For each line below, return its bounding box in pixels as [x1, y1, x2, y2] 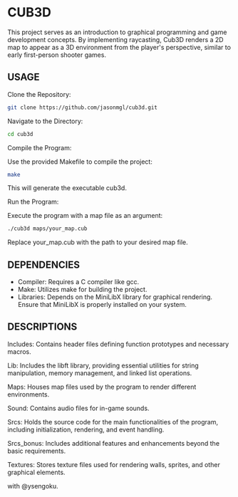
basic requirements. [7, 446, 66, 455]
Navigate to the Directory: [7, 117, 83, 125]
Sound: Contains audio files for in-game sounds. [7, 404, 150, 412]
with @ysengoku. [7, 481, 58, 490]
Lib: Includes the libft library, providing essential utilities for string [7, 361, 200, 370]
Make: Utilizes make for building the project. [17, 286, 148, 294]
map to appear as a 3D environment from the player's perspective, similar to [7, 43, 232, 51]
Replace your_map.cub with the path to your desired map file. [7, 238, 189, 246]
